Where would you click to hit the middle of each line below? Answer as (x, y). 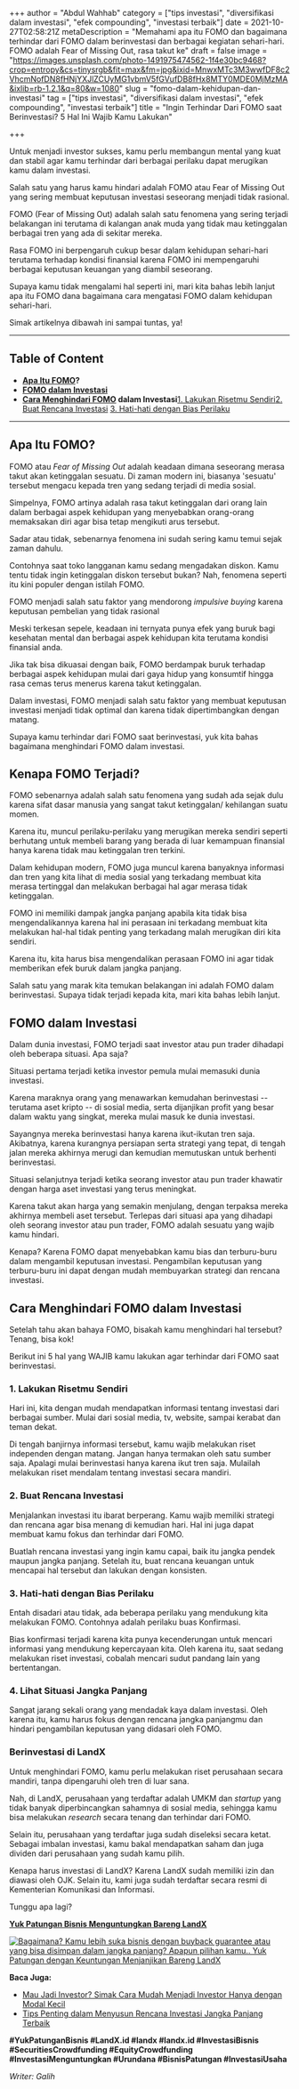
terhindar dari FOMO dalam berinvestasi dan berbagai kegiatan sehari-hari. (147, 41)
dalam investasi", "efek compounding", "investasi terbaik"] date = (129, 22)
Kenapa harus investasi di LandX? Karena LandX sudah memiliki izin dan (141, 1870)
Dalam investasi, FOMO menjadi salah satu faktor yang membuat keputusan (148, 700)
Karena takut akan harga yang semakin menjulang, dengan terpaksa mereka (149, 1206)
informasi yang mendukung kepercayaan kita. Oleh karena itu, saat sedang (146, 1649)
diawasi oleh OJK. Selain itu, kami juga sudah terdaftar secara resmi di (138, 1880)
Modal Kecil (44, 2004)
